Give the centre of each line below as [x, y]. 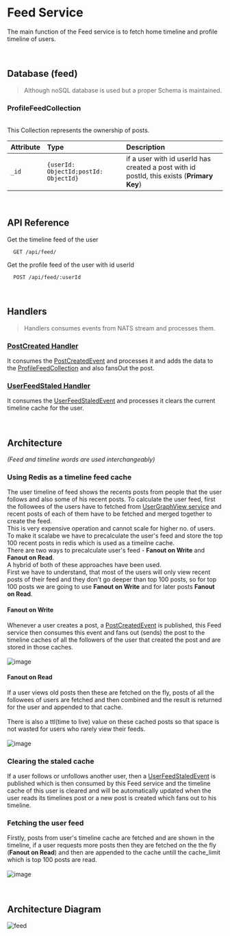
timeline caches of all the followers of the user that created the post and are [114, 640]
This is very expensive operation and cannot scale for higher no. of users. [111, 529]
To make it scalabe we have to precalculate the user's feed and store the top [115, 536]
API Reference [38, 223]
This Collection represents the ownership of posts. [78, 130]
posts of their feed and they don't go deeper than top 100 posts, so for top [112, 579]
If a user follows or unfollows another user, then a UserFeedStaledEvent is [112, 776]
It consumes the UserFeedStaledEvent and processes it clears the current [111, 401]
